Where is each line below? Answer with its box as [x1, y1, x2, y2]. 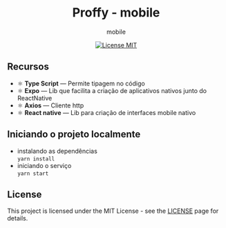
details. [7, 214, 28, 222]
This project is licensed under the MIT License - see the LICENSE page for [7, 207, 219, 215]
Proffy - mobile [72, 5, 160, 21]
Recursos [7, 61, 50, 73]
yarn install [17, 155, 55, 163]
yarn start [17, 170, 49, 177]
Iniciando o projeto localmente [7, 129, 141, 141]
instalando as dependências [17, 147, 98, 155]
